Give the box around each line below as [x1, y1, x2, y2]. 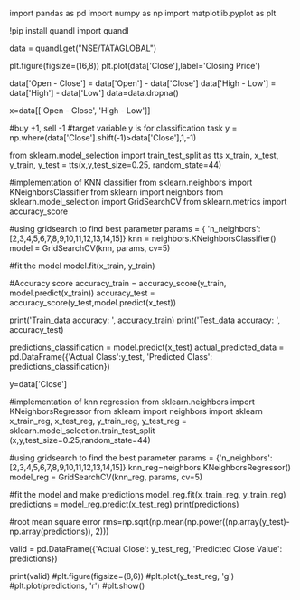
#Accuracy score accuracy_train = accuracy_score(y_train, [9, 278, 227, 288]
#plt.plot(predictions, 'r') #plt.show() [9, 580, 145, 591]
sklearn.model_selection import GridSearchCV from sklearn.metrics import [9, 197, 287, 207]
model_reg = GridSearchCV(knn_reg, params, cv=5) [9, 471, 203, 482]
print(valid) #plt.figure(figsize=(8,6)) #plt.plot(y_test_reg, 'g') [9, 571, 235, 581]
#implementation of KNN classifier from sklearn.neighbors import [9, 177, 253, 188]
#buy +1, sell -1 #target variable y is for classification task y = [9, 122, 238, 133]
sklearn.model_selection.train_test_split [9, 425, 155, 436]
